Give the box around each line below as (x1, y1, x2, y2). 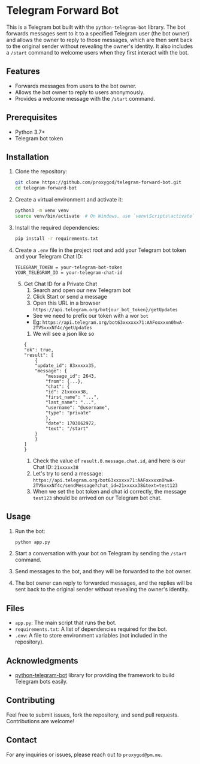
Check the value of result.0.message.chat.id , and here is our (32, 457, 186, 464)
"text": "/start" (45, 425, 89, 432)
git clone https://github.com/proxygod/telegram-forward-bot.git (14, 179, 181, 186)
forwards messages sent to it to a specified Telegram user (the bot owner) (6, 29, 190, 37)
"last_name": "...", (45, 399, 97, 405)
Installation (6, 152, 49, 162)
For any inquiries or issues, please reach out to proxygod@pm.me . (6, 751, 163, 758)
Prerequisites (6, 112, 57, 123)
